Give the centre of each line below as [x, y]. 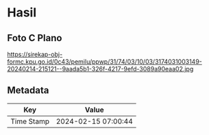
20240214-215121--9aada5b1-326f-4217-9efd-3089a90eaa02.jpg [100, 69]
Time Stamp [30, 121]
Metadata [28, 90]
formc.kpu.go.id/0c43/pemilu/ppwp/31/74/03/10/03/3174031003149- [104, 62]
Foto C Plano [35, 38]
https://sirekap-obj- [35, 54]
